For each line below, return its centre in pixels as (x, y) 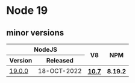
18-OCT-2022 (60, 71)
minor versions (35, 33)
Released (60, 60)
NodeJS (46, 50)
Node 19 (27, 11)
